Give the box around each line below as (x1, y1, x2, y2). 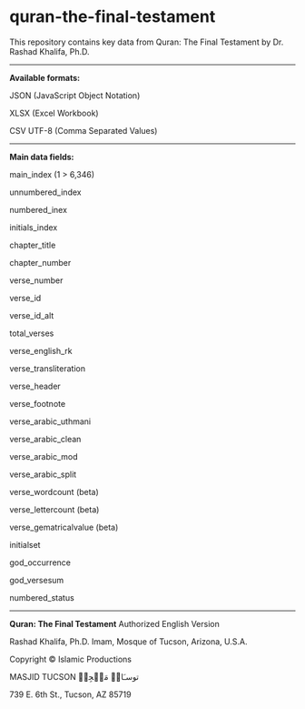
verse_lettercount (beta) (9, 503, 100, 515)
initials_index (9, 221, 58, 233)
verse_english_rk (9, 345, 73, 356)
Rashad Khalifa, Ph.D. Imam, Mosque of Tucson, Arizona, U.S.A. (9, 635, 248, 647)
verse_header (9, 380, 61, 391)
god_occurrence (9, 557, 71, 568)
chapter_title (9, 239, 56, 250)
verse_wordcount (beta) (9, 486, 100, 497)
